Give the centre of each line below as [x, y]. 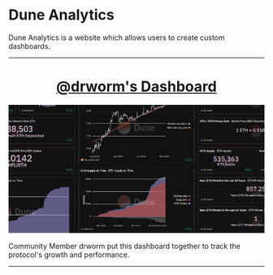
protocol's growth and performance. [69, 255]
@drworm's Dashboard [136, 87]
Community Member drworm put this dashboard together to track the [125, 246]
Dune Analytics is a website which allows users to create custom [117, 37]
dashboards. [30, 46]
